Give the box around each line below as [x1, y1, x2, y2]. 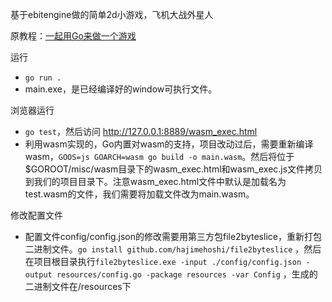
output [24, 270, 53, 280]
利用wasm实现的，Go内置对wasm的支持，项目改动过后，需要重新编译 [24, 138, 314, 150]
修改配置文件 [10, 209, 63, 221]
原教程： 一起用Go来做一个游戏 [10, 30, 137, 42]
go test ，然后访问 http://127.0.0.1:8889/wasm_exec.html [24, 126, 258, 137]
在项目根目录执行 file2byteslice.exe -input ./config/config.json [24, 256, 302, 267]
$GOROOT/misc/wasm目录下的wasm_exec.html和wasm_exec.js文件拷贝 [24, 163, 323, 175]
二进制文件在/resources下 [24, 281, 132, 292]
